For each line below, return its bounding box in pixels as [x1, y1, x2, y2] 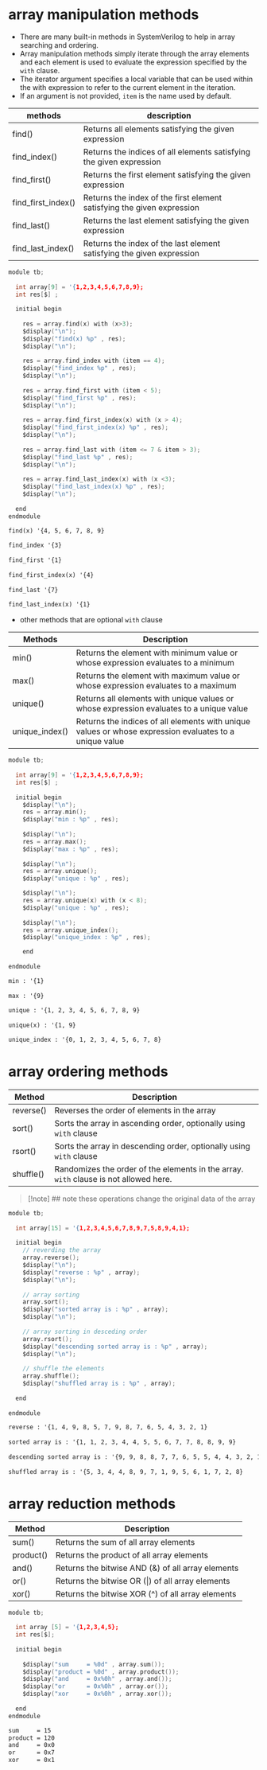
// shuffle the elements [22, 1365, 105, 1373]
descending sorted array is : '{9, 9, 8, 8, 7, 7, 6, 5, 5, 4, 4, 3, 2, [8, 1452, 254, 1461]
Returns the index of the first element [83, 192, 222, 203]
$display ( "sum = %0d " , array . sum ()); [22, 1660, 165, 1668]
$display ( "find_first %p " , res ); [22, 394, 137, 402]
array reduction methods [8, 1495, 176, 1513]
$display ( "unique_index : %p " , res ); [22, 934, 151, 942]
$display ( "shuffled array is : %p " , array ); [22, 1379, 176, 1387]
